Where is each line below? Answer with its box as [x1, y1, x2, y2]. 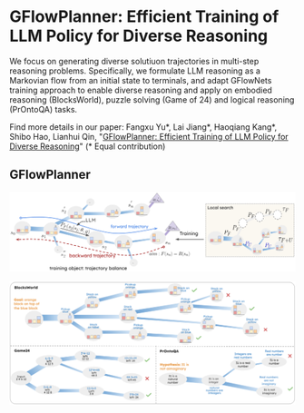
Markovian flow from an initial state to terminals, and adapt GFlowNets [9, 74, 272, 85]
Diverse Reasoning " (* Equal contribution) [9, 141, 166, 152]
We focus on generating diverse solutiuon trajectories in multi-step [9, 55, 260, 66]
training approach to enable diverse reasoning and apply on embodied [9, 84, 272, 95]
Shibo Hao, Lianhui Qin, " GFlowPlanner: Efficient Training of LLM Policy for [9, 131, 289, 142]
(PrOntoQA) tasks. [9, 103, 78, 114]
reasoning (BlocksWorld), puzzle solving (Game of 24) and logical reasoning [9, 93, 295, 105]
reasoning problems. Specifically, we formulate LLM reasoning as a [9, 65, 261, 76]
